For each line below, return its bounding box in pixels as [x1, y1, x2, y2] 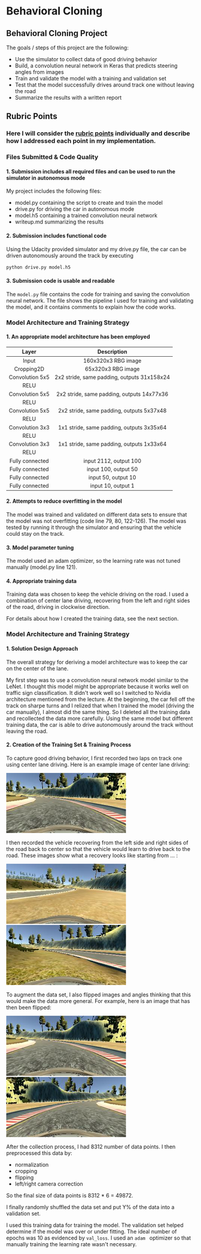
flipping [14, 1174, 34, 1181]
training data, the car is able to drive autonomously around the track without [6, 721, 193, 728]
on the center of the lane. [6, 665, 69, 672]
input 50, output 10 [88, 474, 136, 481]
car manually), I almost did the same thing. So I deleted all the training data [6, 708, 190, 715]
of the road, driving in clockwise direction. [6, 604, 111, 611]
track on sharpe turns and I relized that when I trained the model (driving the [6, 701, 194, 709]
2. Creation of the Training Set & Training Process [6, 741, 132, 748]
